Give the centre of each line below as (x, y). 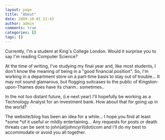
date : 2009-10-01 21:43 (30, 19)
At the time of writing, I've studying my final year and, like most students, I (81, 66)
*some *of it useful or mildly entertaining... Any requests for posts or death (81, 122)
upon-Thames (19, 87)
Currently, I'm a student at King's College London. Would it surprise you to (81, 51)
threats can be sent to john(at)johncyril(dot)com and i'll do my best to (76, 127)
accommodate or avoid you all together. (46, 132)
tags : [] (14, 37)
